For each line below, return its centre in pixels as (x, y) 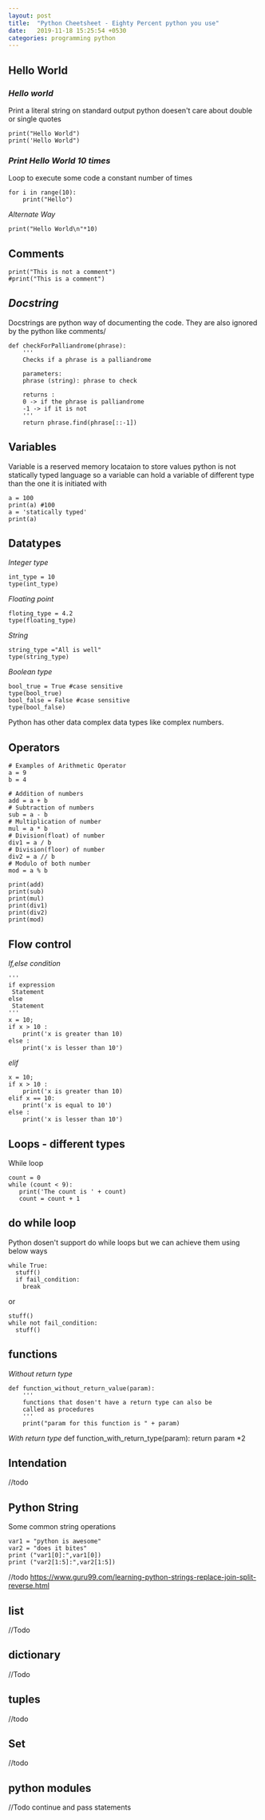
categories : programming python (62, 38)
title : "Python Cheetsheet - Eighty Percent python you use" (114, 23)
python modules (50, 1788)
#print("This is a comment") (57, 279)
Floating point (31, 599)
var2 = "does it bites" (48, 1548)
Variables (33, 447)
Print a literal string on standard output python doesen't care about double (131, 110)
